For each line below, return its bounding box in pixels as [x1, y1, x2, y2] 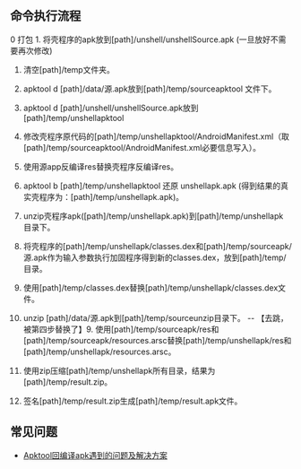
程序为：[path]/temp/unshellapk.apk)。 [39, 191, 185, 202]
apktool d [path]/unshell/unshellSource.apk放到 [22, 102, 200, 113]
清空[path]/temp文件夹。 [22, 64, 115, 74]
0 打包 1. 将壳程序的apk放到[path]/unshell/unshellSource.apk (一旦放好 [10, 34, 271, 45]
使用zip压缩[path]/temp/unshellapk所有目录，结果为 [22, 365, 216, 376]
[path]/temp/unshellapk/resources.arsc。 [22, 346, 176, 357]
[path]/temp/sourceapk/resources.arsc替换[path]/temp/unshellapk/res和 [22, 334, 292, 345]
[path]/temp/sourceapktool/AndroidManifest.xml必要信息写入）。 [22, 142, 262, 152]
